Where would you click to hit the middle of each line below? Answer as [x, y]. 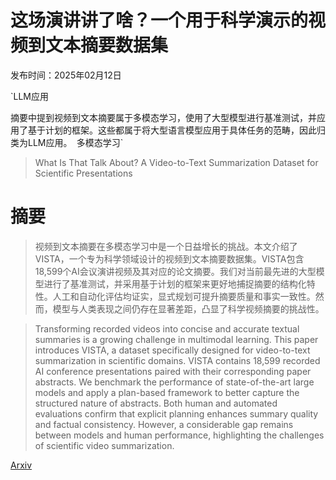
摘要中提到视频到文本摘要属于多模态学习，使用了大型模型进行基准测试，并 [163, 117]
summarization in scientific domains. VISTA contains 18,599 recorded [177, 360]
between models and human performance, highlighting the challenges [179, 435]
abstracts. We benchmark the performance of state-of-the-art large [174, 382]
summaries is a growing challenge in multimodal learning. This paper [176, 339]
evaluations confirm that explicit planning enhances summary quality [176, 413]
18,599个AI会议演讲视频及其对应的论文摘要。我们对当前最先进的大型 [175, 271]
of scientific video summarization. [104, 445]
